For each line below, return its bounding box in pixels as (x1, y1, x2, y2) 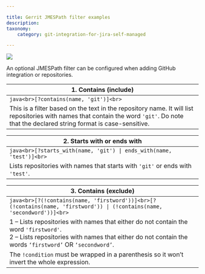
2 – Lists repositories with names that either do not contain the (9, 233, 188, 241)
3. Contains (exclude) (70, 187, 135, 195)
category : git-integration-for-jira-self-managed (17, 31, 146, 37)
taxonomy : (6, 26, 32, 32)
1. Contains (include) (71, 86, 134, 94)
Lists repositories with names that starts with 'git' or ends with (9, 162, 192, 170)
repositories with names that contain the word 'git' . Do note (9, 112, 184, 121)
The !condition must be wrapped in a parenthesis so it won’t (9, 250, 184, 259)
